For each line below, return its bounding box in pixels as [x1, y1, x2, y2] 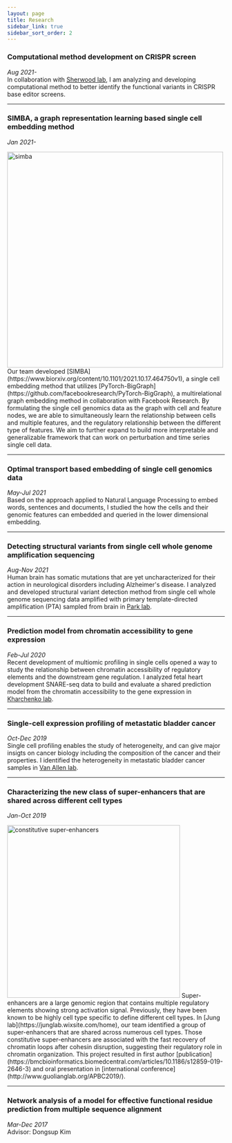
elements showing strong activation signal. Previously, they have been [7, 1006, 207, 1015]
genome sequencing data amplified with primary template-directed [7, 595, 198, 604]
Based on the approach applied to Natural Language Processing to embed [7, 496, 218, 504]
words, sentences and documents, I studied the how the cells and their [7, 503, 209, 512]
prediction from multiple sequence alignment [7, 1104, 162, 1114]
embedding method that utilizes [7, 381, 98, 390]
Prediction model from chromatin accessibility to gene [7, 626, 193, 636]
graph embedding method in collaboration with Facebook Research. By [7, 396, 209, 405]
